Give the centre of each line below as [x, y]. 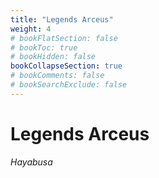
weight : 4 [31, 29]
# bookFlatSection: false [64, 38]
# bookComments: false [57, 76]
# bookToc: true [44, 47]
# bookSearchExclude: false [69, 85]
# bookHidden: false [53, 57]
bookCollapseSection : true [66, 66]
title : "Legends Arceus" [62, 19]
